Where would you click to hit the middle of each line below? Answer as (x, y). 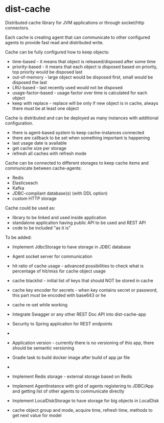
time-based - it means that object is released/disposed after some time (84, 61)
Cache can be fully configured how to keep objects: (57, 52)
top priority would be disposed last (47, 72)
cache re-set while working (40, 304)
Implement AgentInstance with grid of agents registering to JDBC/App (83, 386)
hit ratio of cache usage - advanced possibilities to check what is (78, 266)
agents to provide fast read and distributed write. (54, 42)
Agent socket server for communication (52, 256)
